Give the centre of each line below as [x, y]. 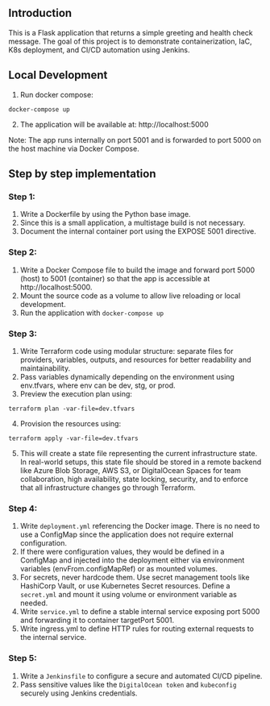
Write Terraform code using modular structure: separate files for [127, 351]
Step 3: [23, 334]
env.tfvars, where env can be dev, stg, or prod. [98, 385]
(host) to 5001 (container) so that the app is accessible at [115, 278]
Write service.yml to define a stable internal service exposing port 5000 [140, 612]
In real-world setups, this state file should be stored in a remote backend [141, 462]
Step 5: [23, 658]
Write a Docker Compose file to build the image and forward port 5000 [137, 270]
